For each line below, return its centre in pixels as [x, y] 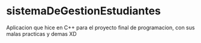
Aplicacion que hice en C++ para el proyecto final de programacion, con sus [100, 27]
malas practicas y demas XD [41, 33]
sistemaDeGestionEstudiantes [83, 11]
